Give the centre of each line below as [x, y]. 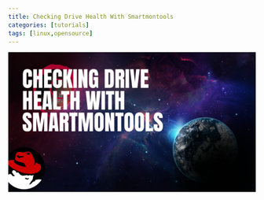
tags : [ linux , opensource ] [50, 33]
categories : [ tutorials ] [49, 25]
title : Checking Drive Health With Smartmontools [91, 17]
